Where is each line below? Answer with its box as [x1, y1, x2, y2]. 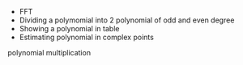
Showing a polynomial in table [19, 24, 120, 33]
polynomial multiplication [7, 48, 91, 57]
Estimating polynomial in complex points [19, 32, 155, 42]
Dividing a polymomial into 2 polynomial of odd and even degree [19, 15, 235, 25]
